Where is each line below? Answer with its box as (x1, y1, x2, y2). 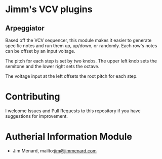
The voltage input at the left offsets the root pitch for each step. (5, 73, 138, 79)
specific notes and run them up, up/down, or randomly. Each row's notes (5, 43, 157, 49)
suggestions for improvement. (5, 113, 68, 119)
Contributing (5, 91, 60, 103)
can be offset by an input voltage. (5, 48, 75, 54)
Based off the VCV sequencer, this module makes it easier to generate (5, 37, 152, 43)
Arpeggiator (5, 24, 45, 33)
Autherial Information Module (5, 131, 133, 143)
